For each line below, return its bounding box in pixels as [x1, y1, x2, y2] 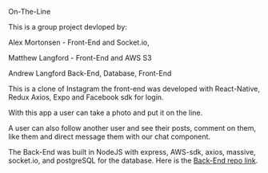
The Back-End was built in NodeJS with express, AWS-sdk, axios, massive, [8, 147, 256, 156]
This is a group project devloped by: [8, 22, 128, 31]
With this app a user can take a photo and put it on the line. [8, 108, 203, 117]
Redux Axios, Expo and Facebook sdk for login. [8, 92, 164, 102]
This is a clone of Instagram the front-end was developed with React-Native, [8, 84, 261, 93]
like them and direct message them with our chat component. [8, 132, 210, 141]
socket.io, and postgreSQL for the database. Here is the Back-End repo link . [8, 155, 258, 165]
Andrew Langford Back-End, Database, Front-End [8, 69, 172, 78]
